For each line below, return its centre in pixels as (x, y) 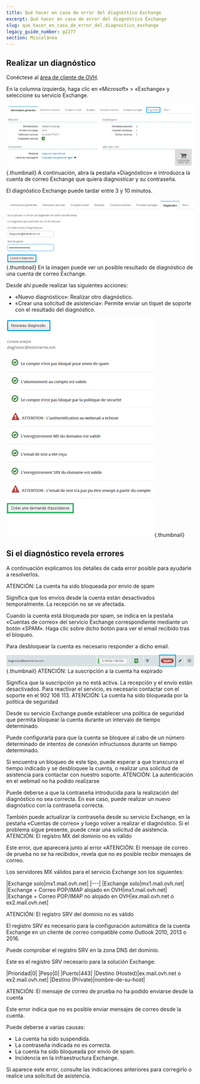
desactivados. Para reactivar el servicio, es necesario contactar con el (93, 689)
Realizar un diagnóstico (51, 63)
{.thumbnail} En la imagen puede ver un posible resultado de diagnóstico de (100, 267)
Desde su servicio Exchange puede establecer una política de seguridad (95, 713)
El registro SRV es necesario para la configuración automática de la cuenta (98, 926)
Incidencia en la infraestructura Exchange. (67, 1058)
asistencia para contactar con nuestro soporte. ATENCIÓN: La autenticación (100, 775)
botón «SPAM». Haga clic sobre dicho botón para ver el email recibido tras (98, 628)
